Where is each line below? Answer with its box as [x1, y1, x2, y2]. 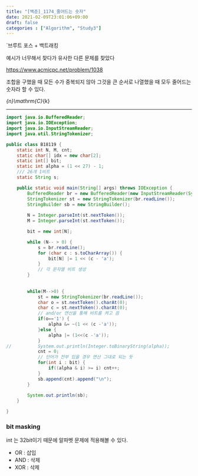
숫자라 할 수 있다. [6, 86, 46, 93]
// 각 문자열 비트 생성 [37, 266, 87, 273]
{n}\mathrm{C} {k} [6, 98, 50, 105]
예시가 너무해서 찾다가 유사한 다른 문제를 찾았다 [6, 54, 115, 62]
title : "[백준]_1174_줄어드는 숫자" [6, 8, 87, 15]
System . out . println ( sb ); [27, 392, 88, 398]
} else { [37, 326, 57, 333]
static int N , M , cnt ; [16, 147, 72, 153]
